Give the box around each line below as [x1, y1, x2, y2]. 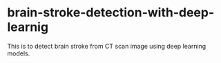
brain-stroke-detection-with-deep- [7, 5, 215, 21]
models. [7, 49, 30, 58]
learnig [7, 19, 49, 35]
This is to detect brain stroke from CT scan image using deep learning [7, 42, 206, 50]
